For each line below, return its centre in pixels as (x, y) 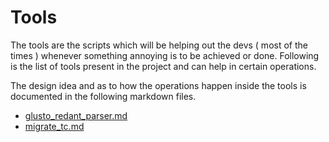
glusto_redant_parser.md (76, 115)
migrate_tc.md (54, 126)
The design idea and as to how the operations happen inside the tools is (158, 85)
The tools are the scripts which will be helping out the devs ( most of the (159, 45)
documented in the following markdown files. (103, 96)
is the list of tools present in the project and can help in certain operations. (163, 66)
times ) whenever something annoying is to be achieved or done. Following (165, 55)
